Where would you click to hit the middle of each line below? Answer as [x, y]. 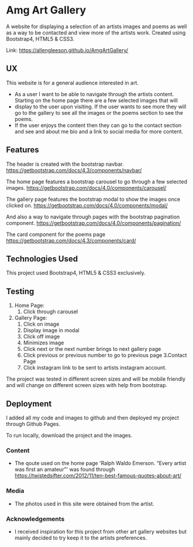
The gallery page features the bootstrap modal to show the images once [93, 199]
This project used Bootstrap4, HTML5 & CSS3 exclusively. [76, 273]
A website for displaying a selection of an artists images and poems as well [96, 26]
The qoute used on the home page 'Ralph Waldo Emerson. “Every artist [100, 463]
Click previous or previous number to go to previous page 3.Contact [105, 355]
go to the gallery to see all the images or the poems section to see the [99, 112]
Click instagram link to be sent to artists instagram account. [95, 368]
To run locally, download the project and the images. [69, 435]
